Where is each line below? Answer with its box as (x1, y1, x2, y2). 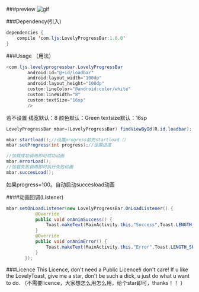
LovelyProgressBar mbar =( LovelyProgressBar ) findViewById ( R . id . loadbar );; (6, 126, 195, 132)
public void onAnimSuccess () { (35, 217, 113, 223)
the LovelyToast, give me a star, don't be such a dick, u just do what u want (6, 272, 190, 279)
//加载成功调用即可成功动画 (6, 153, 65, 159)
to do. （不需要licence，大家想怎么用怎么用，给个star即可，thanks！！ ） (6, 279, 186, 286)
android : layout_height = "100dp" (27, 81, 105, 87)
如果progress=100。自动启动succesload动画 (6, 181, 115, 188)
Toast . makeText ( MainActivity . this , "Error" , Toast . (46, 244, 171, 250)
